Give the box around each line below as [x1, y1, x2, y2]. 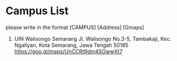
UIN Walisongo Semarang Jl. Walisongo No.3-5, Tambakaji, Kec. [14, 35, 172, 42]
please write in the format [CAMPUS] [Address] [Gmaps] [5, 24, 144, 31]
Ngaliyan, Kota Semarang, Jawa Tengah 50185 [14, 41, 129, 49]
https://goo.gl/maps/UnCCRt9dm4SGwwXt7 [14, 47, 123, 54]
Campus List [5, 4, 69, 18]
